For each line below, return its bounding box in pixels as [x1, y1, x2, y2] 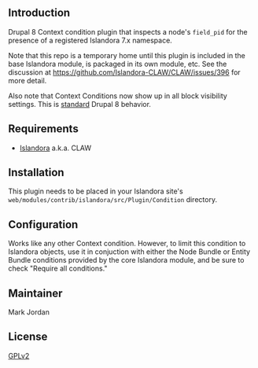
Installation [8, 166, 64, 179]
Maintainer [8, 286, 63, 300]
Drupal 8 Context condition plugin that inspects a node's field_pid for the [8, 27, 248, 36]
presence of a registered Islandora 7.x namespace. [8, 35, 173, 45]
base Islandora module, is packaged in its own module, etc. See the [8, 59, 227, 68]
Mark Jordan [8, 307, 50, 317]
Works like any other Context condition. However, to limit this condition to [8, 239, 246, 248]
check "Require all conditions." [8, 263, 108, 274]
